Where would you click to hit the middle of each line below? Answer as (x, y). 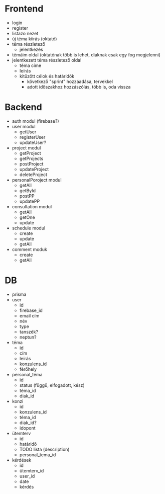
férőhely (28, 369)
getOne (27, 217)
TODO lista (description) (44, 449)
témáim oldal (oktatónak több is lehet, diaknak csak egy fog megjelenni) (86, 55)
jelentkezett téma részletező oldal (47, 60)
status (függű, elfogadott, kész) (52, 385)
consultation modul (32, 206)
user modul (24, 126)
